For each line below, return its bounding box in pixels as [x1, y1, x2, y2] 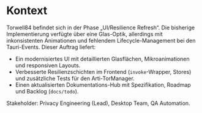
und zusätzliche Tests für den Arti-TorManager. [15, 75, 135, 82]
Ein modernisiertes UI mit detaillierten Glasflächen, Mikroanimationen [15, 55, 190, 62]
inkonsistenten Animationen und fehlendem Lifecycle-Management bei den [6, 37, 196, 44]
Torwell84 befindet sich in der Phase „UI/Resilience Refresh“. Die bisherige [6, 24, 195, 31]
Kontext [6, 4, 48, 18]
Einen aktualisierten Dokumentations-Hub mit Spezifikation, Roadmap [15, 81, 191, 89]
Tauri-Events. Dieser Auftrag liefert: [6, 43, 96, 51]
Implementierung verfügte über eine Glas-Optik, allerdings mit [6, 30, 163, 37]
